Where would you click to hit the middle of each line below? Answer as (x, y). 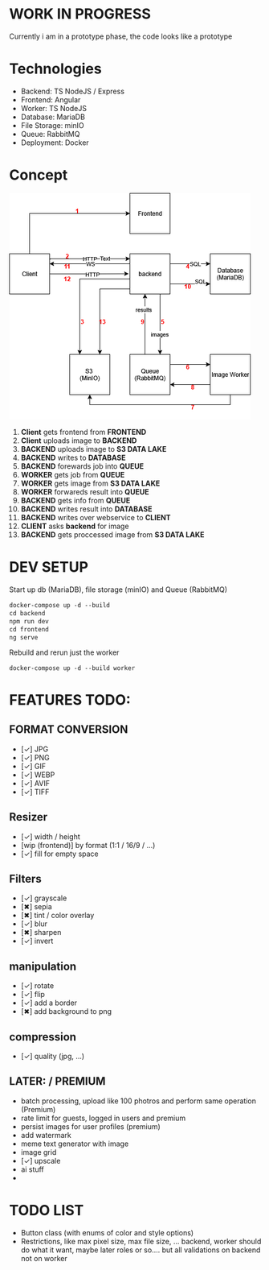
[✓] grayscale (44, 898)
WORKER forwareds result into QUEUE (85, 491)
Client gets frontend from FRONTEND (84, 432)
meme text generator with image (75, 1144)
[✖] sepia (37, 907)
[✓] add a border (49, 1003)
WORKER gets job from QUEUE (73, 474)
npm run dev (29, 621)
